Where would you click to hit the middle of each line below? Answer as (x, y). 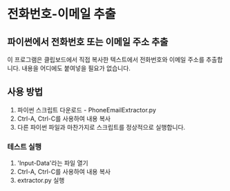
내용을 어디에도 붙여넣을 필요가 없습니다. (76, 68)
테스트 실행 (25, 147)
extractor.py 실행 (41, 181)
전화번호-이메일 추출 (61, 14)
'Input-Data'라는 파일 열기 (52, 163)
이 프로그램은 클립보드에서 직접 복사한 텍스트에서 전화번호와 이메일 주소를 (106, 60)
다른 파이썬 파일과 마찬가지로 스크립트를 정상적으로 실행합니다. (101, 127)
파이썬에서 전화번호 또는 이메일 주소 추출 (88, 42)
